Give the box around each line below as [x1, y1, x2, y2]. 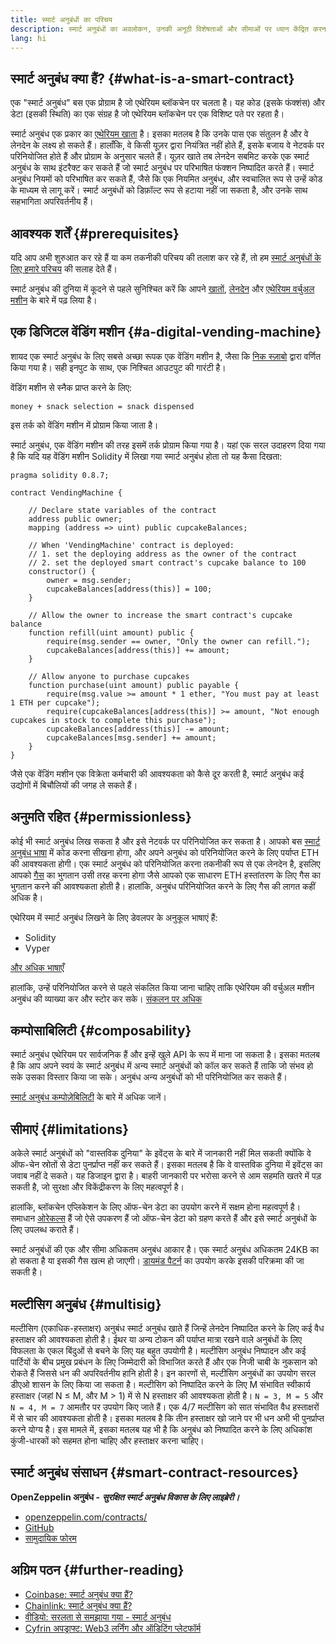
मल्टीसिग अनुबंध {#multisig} [10, 1296, 162, 1313]
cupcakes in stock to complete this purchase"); [10, 715, 217, 725]
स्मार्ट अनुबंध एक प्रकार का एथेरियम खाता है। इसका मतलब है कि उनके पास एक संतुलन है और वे [10, 128, 309, 140]
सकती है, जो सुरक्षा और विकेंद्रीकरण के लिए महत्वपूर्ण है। [10, 1181, 185, 1193]
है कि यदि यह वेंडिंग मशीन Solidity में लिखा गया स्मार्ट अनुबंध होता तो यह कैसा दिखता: [10, 450, 283, 462]
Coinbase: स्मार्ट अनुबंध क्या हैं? [24, 1588, 133, 1600]
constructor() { [28, 566, 97, 576]
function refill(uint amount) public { [28, 627, 195, 638]
